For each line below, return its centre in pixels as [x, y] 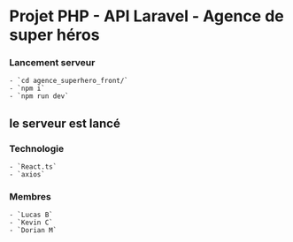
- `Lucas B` [31, 215]
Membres [30, 197]
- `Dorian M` [33, 231]
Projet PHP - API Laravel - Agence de [147, 16]
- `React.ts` [33, 167]
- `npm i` [27, 89]
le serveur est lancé [65, 123]
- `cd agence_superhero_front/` [69, 81]
